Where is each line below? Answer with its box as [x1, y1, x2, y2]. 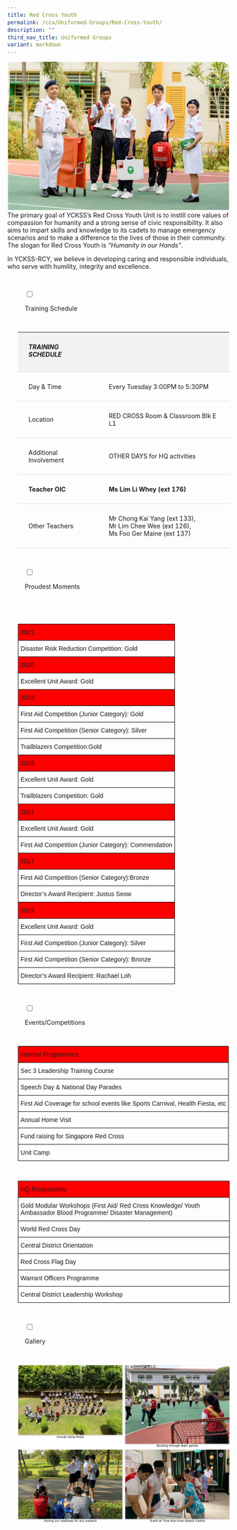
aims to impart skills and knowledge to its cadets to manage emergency [7, 226, 216, 234]
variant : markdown [7, 41, 61, 49]
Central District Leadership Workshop [20, 1290, 123, 1298]
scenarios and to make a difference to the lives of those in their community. [7, 233, 227, 242]
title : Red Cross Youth [7, 11, 78, 18]
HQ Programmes [20, 1185, 67, 1193]
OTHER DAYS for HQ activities [108, 452, 196, 460]
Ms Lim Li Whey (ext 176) [108, 485, 187, 493]
